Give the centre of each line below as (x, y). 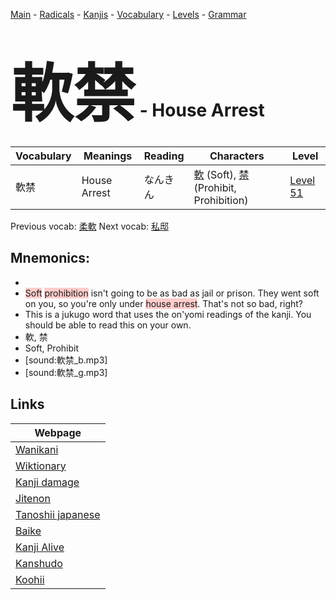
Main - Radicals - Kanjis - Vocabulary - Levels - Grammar (128, 14)
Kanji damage (47, 482)
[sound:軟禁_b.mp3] (66, 360)
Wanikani (37, 449)
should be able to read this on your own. (108, 325)
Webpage (58, 432)
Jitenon (33, 498)
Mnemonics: (50, 258)
